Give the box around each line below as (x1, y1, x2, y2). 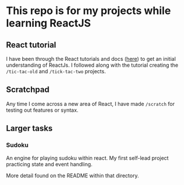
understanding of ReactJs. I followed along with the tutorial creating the (6, 61, 179, 68)
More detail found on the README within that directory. (6, 172, 139, 179)
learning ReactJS (6, 16, 91, 30)
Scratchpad (6, 85, 50, 95)
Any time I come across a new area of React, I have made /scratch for (6, 100, 175, 107)
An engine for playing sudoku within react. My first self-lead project (6, 154, 169, 162)
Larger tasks (6, 124, 53, 133)
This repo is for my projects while (6, 4, 171, 18)
